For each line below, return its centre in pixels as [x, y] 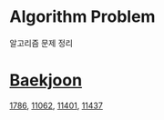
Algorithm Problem [82, 17]
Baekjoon [46, 80]
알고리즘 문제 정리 [41, 43]
